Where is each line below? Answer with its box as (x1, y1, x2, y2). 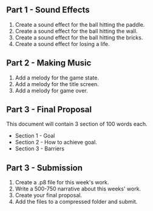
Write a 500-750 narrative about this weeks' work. (15, 185, 141, 193)
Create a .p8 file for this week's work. (15, 179, 109, 186)
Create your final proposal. (15, 192, 82, 199)
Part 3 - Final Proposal (6, 104, 92, 115)
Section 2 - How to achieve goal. (15, 139, 97, 146)
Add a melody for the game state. (15, 74, 99, 81)
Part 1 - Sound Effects (6, 5, 90, 15)
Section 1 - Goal (15, 132, 55, 139)
